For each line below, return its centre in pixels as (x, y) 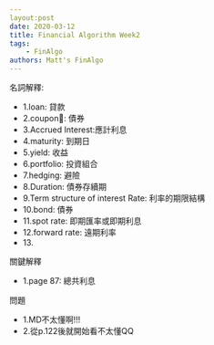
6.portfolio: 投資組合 (60, 164)
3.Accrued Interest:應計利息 (75, 130)
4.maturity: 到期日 (56, 141)
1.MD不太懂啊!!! (51, 319)
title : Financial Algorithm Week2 (75, 35)
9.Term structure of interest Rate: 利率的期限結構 (114, 198)
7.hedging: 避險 (51, 175)
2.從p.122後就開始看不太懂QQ (78, 331)
